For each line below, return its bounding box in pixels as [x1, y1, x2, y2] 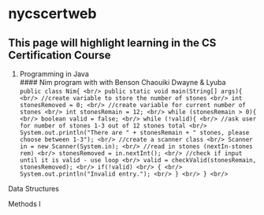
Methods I [8, 199, 41, 209]
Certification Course [8, 48, 111, 61]
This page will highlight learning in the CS [8, 36, 217, 50]
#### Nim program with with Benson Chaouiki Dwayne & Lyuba [19, 78, 226, 87]
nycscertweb [8, 5, 97, 23]
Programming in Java [19, 69, 89, 79]
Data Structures [8, 184, 59, 193]
